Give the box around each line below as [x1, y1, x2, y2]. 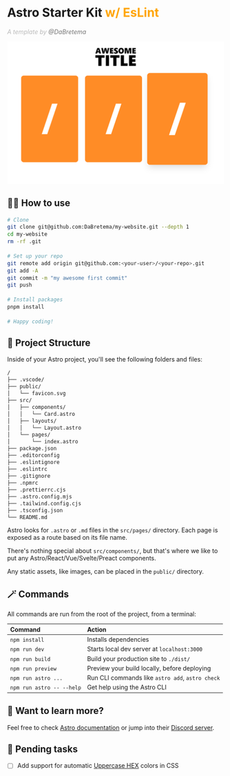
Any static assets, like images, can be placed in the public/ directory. [7, 567, 205, 576]
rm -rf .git [7, 238, 41, 245]
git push [7, 282, 32, 289]
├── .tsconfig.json [7, 507, 63, 514]
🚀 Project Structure [7, 337, 91, 349]
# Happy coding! [7, 318, 54, 325]
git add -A [7, 267, 39, 274]
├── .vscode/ [7, 377, 45, 384]
